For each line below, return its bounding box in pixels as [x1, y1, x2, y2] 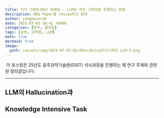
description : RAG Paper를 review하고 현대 [5, 12, 88, 17]
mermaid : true [5, 39, 34, 44]
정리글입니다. [10, 68, 36, 74]
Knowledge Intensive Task [5, 105, 87, 114]
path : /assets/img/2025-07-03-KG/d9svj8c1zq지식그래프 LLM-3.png [9, 48, 140, 53]
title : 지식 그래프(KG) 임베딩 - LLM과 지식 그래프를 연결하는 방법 [5, 7, 126, 12]
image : [5, 43, 19, 48]
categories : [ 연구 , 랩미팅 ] [5, 25, 57, 30]
